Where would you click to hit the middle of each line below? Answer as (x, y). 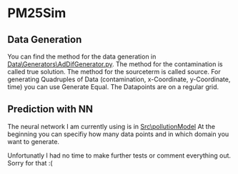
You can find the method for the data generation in (82, 56)
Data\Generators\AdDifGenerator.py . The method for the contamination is (115, 64)
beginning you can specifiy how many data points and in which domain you (118, 134)
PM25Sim (37, 13)
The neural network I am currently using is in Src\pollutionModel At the (111, 126)
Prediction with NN (50, 109)
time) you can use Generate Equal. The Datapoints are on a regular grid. (113, 87)
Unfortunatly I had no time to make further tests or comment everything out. (119, 155)
